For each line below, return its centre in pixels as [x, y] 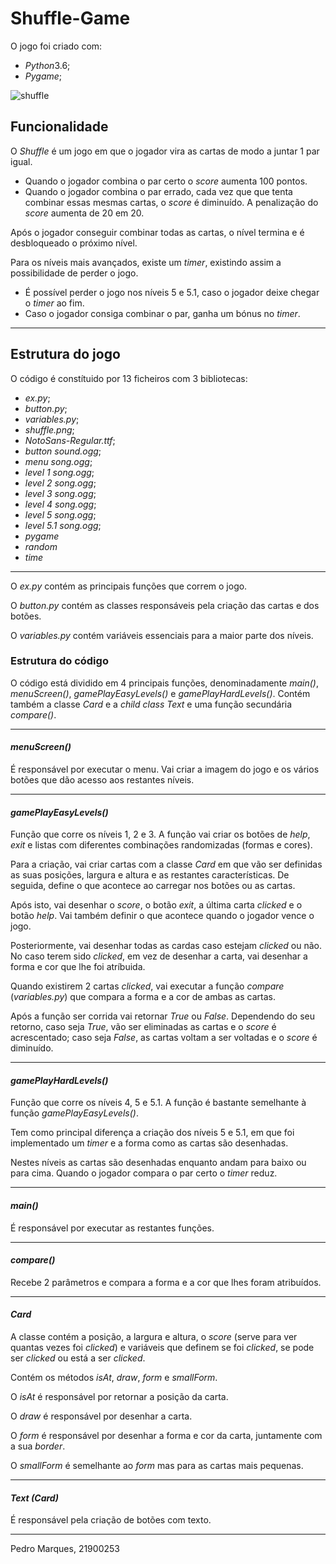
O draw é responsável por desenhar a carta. [101, 1416]
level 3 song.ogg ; [60, 493]
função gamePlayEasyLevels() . [74, 1113]
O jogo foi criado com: [56, 46]
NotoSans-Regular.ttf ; [70, 440]
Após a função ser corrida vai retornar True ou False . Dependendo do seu [162, 1016]
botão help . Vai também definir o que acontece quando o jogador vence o [162, 916]
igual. [21, 161]
